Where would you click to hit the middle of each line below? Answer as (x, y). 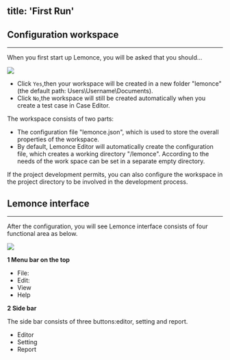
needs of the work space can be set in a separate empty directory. (111, 161)
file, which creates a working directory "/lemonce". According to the (113, 154)
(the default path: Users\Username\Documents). (85, 91)
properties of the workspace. (58, 139)
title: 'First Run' (41, 11)
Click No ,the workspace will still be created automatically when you (111, 98)
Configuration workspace (63, 35)
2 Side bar (22, 309)
